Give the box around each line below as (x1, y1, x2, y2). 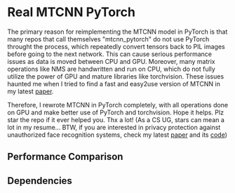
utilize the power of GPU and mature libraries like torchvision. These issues (7, 72, 224, 81)
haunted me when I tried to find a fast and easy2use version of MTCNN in (7, 79, 221, 88)
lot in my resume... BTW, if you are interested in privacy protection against (7, 123, 221, 131)
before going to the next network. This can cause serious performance (7, 50, 213, 58)
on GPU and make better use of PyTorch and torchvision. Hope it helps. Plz (7, 108, 224, 117)
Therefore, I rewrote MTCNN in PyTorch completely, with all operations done (7, 100, 229, 109)
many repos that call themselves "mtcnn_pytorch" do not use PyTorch (7, 34, 210, 43)
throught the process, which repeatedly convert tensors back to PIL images (7, 42, 226, 51)
